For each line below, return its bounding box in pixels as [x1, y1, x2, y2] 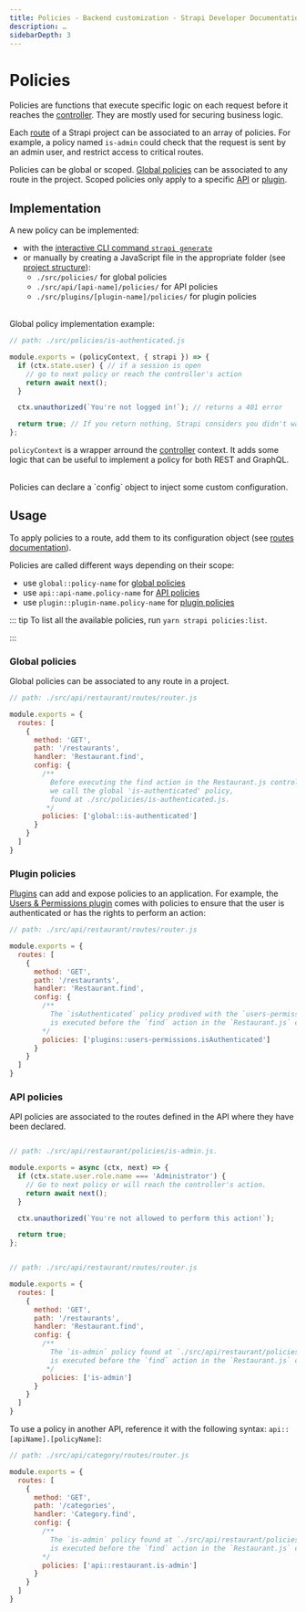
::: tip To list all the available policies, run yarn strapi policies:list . [9, 614, 268, 626]
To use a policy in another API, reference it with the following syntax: [9, 1424, 267, 1435]
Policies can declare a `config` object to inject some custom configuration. [9, 481, 289, 492]
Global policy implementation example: [9, 319, 155, 330]
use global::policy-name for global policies [22, 577, 186, 588]
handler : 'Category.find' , [33, 1510, 137, 1519]
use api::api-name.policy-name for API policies [22, 586, 200, 598]
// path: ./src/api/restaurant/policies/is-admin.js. [9, 1147, 219, 1156]
